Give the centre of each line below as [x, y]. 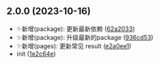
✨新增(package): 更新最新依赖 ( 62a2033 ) [76, 29]
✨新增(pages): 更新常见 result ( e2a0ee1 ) [74, 46]
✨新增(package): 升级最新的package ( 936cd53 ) [85, 37]
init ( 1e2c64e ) [36, 54]
